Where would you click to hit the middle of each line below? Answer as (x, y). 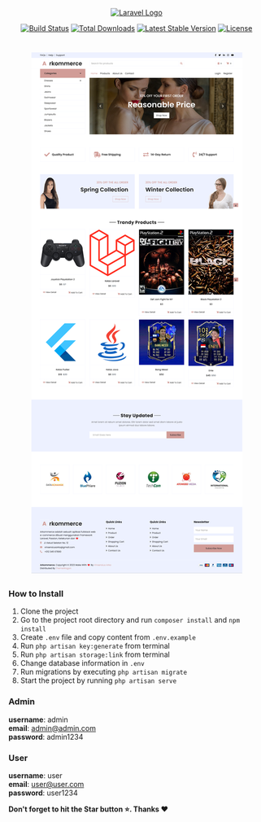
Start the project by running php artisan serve (98, 680)
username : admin (39, 719)
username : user (35, 776)
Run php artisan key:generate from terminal (95, 646)
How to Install (36, 594)
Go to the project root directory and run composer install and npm (130, 620)
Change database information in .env (82, 663)
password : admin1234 (46, 737)
